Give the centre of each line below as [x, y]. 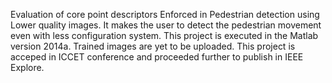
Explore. [27, 67]
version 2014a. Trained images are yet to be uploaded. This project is [153, 46]
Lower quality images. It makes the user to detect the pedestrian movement [166, 25]
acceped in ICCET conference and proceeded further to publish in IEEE [157, 57]
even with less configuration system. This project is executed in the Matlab [164, 35]
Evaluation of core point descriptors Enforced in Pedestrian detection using [165, 14]
